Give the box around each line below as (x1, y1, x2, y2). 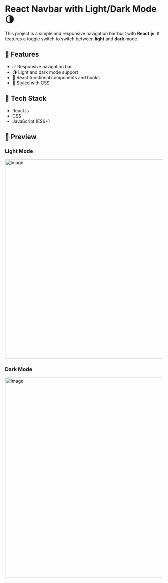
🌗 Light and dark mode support (12, 69, 78, 75)
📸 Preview (5, 132, 37, 141)
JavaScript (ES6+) (12, 118, 50, 124)
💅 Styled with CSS (12, 80, 50, 86)
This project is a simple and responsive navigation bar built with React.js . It (5, 30, 160, 36)
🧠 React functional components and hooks (12, 74, 100, 80)
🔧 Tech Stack (5, 94, 47, 103)
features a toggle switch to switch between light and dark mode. (5, 36, 139, 42)
